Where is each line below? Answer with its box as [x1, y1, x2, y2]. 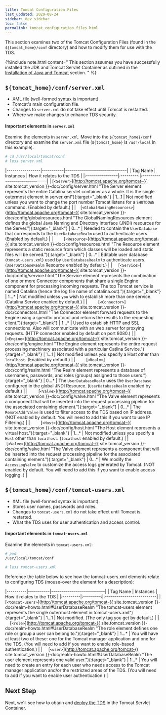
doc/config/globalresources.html [5, 214, 72, 220]
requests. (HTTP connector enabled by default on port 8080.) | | [5, 330, 136, 336]
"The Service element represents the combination [55, 272, 157, 278]
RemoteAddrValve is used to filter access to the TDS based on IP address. [5, 409, 153, 415]
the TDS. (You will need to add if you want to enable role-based [5, 641, 134, 647]
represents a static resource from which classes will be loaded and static [5, 246, 154, 252]
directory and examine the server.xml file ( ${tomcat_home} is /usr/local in [5, 139, 156, 145]
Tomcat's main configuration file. [12, 101, 80, 107]
